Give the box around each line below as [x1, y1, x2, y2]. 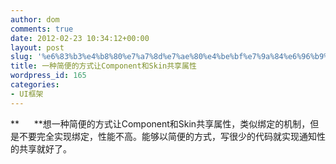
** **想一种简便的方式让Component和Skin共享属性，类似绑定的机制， [10, 117, 311, 130]
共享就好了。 [18, 142, 72, 155]
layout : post [10, 42, 65, 53]
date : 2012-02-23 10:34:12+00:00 [10, 33, 150, 43]
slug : [10, 52, 33, 62]
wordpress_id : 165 [10, 71, 87, 81]
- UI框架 [10, 89, 44, 99]
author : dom [10, 14, 60, 25]
